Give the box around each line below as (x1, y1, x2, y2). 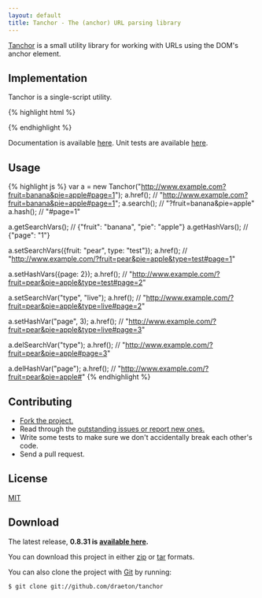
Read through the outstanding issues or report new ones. (19, 424, 205, 434)
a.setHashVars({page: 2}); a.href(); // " (8, 269, 133, 279)
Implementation (8, 72, 88, 85)
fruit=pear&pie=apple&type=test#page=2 (8, 278, 143, 287)
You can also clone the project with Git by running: (8, 567, 172, 577)
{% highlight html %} (8, 108, 76, 117)
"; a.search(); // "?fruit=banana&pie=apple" (114, 198, 255, 209)
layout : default (8, 11, 61, 20)
